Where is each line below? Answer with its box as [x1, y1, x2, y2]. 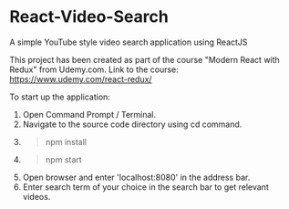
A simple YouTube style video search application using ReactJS [9, 37, 248, 47]
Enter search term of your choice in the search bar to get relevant [22, 181, 269, 193]
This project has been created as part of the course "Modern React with [9, 54, 280, 65]
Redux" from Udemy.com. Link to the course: [9, 64, 180, 75]
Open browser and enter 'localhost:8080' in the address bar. [22, 172, 251, 183]
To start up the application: [9, 91, 111, 102]
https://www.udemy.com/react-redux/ [9, 73, 152, 84]
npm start [45, 153, 82, 165]
